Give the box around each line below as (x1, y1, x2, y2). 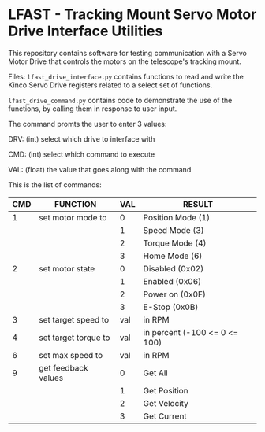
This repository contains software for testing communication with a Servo (8, 48, 247, 57)
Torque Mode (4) (143, 238, 207, 249)
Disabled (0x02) (143, 263, 204, 274)
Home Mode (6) (143, 250, 203, 261)
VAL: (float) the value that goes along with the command (8, 164, 192, 174)
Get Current (143, 411, 187, 422)
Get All (143, 367, 168, 378)
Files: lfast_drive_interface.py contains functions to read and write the (8, 72, 244, 81)
